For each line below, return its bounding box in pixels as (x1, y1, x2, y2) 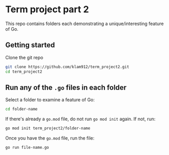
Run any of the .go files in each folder (5, 83, 127, 92)
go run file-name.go (5, 145, 50, 150)
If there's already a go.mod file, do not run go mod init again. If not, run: (5, 116, 156, 122)
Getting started (5, 41, 55, 50)
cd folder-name (5, 106, 38, 112)
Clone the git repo (5, 54, 44, 60)
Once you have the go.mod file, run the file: (5, 135, 95, 141)
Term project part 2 (5, 4, 89, 15)
